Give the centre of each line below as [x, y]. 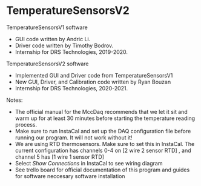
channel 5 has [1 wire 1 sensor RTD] [60, 157]
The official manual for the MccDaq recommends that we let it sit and [101, 111]
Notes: [15, 100]
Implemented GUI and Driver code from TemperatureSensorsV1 [94, 75]
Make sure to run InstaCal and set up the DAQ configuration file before [103, 131]
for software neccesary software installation [70, 176]
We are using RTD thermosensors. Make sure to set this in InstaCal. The [105, 144]
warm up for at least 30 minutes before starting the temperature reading [105, 118]
